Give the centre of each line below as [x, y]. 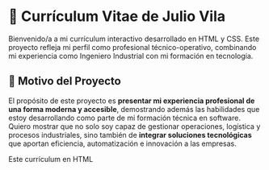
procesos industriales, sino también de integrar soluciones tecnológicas [130, 135]
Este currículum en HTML [51, 159]
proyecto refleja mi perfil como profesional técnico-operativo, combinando [132, 47]
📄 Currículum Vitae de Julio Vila [117, 17]
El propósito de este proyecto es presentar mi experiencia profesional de [132, 101]
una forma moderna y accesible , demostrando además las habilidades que [134, 109]
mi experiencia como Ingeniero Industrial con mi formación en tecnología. [131, 56]
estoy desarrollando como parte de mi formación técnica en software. [124, 118]
